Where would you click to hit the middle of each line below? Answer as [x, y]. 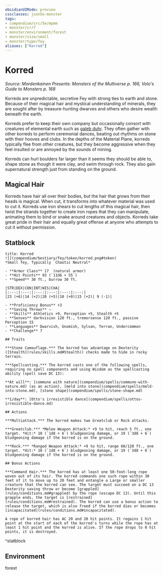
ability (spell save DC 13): [35, 374]
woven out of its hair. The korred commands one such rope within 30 [77, 476]
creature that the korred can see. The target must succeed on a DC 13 [79, 485]
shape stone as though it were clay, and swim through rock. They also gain [80, 164]
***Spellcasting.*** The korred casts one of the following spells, [76, 365]
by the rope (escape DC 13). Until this [114, 493]
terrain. [14, 357]
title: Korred [20, 254]
